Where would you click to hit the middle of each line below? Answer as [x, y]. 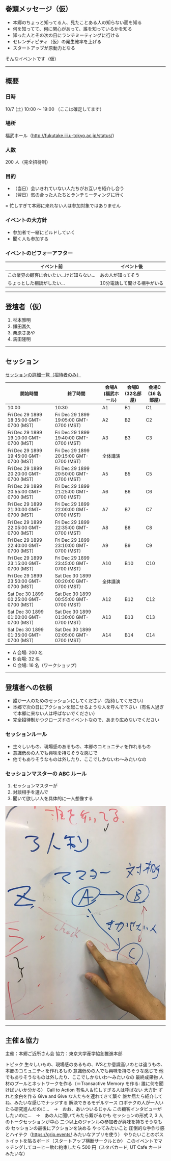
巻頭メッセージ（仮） [39, 9]
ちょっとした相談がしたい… [36, 283]
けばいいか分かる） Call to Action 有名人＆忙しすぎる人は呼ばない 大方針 [81, 1090]
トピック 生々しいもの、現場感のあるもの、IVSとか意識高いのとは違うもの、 [85, 1065]
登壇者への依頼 [29, 688]
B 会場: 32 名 [26, 658]
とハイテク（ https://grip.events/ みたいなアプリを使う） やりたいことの [80, 1134]
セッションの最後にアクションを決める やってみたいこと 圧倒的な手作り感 [88, 1128]
